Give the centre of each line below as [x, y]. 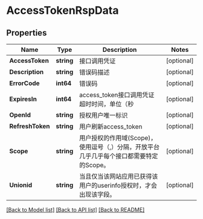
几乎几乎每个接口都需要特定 [119, 156]
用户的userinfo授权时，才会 [118, 186]
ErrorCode [25, 83]
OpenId [20, 115]
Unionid [21, 185]
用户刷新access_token [111, 126]
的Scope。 [95, 165]
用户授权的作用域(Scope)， [118, 138]
